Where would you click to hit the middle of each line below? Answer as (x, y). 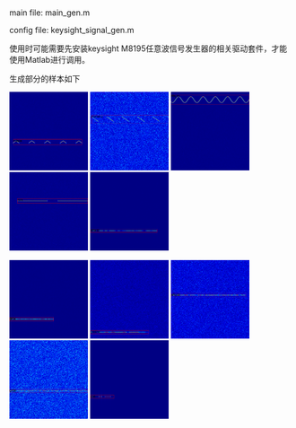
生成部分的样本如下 (45, 79)
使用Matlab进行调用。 (49, 60)
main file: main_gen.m (50, 13)
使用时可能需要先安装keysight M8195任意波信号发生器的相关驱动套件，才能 (148, 48)
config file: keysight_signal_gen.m (72, 31)
